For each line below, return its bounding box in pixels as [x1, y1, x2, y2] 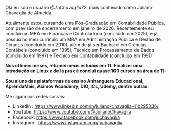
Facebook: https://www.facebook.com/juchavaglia [12, 114, 120, 120]
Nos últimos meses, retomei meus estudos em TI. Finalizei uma [5, 63, 143, 68]
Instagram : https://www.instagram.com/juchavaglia [12, 120, 123, 125]
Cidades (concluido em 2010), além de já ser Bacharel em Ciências [5, 42, 147, 48]
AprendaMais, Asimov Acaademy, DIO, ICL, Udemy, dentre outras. [5, 83, 149, 89]
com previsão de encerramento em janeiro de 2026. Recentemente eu [5, 25, 154, 31]
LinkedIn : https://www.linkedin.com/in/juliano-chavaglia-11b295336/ [12, 103, 159, 109]
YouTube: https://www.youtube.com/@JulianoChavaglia [12, 109, 131, 115]
